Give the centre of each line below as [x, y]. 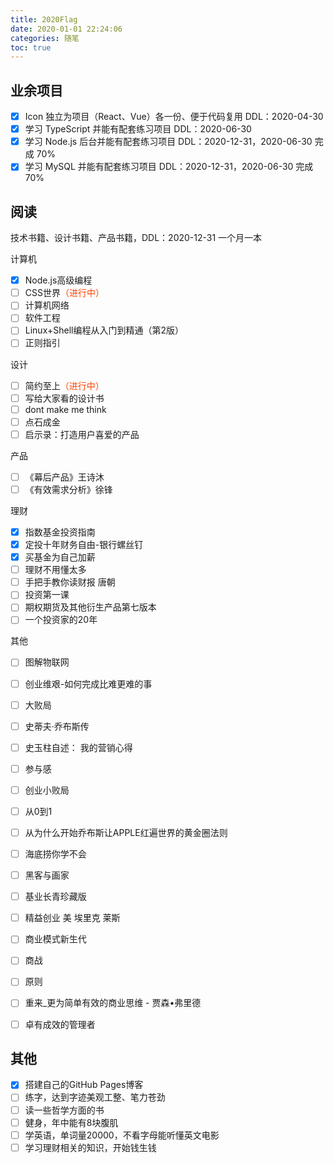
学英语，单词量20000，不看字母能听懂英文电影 [122, 1135]
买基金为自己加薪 [60, 557]
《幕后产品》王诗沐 [64, 477]
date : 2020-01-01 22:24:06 [66, 29]
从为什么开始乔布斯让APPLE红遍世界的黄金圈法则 [126, 832]
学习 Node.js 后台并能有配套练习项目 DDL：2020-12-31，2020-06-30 [168, 142]
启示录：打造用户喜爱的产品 [82, 434]
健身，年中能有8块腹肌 [71, 1122]
